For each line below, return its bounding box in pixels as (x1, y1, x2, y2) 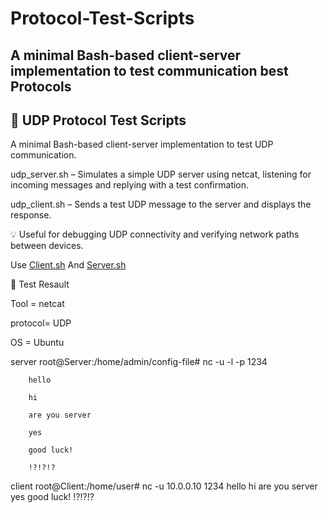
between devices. (10, 240, 84, 252)
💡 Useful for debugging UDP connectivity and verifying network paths (10, 228, 300, 241)
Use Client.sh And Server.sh (10, 259, 127, 271)
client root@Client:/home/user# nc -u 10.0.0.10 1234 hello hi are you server (10, 480, 318, 492)
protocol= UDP (10, 317, 72, 329)
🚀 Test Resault (10, 278, 70, 291)
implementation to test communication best (10, 62, 289, 79)
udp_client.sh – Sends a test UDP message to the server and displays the (10, 198, 312, 211)
